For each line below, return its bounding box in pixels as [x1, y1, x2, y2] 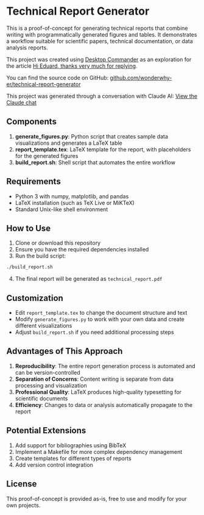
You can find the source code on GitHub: [6, 74, 109, 81]
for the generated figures [15, 152, 79, 159]
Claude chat [6, 99, 37, 106]
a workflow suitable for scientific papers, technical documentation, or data [6, 37, 193, 45]
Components [6, 117, 57, 127]
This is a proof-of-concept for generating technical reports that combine [6, 24, 188, 32]
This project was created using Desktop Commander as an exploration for [6, 56, 192, 63]
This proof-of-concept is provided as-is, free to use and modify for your [6, 495, 187, 502]
